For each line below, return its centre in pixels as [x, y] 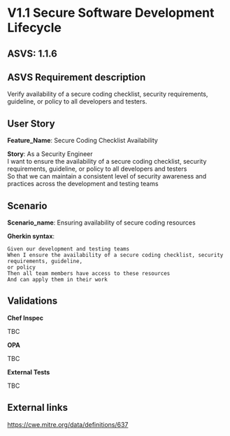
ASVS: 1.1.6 [32, 54]
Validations [33, 301]
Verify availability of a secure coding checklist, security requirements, [108, 94]
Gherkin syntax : [31, 237]
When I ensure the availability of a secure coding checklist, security [115, 255]
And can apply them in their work [58, 280]
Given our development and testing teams [69, 249]
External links [38, 408]
